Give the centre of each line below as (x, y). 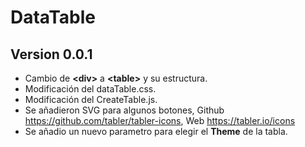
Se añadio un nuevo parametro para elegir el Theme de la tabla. (156, 131)
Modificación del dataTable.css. (90, 89)
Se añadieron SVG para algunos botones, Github (124, 110)
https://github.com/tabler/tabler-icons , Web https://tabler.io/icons (160, 120)
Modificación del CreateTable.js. (91, 99)
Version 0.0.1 (51, 54)
